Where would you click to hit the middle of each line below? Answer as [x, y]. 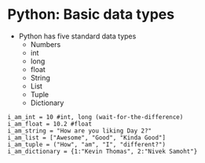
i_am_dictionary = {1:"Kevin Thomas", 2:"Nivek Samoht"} [102, 151]
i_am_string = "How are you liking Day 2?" [80, 131]
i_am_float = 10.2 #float [49, 124]
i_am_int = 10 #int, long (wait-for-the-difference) [95, 117]
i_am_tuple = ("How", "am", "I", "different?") [87, 144]
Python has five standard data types [77, 36]
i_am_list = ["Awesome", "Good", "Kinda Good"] [87, 138]
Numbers [46, 44]
